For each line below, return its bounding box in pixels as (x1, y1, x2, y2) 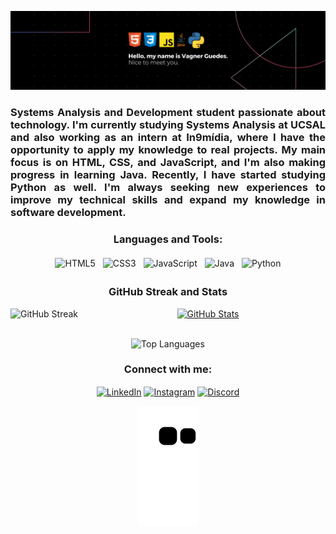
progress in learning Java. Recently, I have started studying (10, 167, 326, 181)
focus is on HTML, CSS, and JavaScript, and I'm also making (10, 155, 326, 169)
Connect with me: (123, 362, 213, 376)
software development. (10, 205, 127, 219)
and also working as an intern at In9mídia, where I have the (10, 130, 326, 144)
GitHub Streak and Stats (108, 285, 228, 299)
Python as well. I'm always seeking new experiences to (10, 180, 326, 194)
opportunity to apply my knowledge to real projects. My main (10, 142, 326, 156)
